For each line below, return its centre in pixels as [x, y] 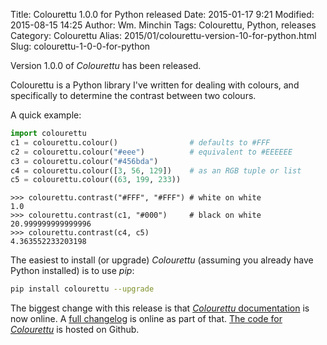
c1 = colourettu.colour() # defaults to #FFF [140, 142]
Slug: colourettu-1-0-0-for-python [80, 46]
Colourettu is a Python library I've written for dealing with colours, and [155, 85]
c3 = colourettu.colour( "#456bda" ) [84, 161]
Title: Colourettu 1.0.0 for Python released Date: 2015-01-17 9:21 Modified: [162, 14]
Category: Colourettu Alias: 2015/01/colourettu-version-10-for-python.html [163, 35]
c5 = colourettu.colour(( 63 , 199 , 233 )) [96, 180]
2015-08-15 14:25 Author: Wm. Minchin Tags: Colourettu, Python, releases [163, 25]
